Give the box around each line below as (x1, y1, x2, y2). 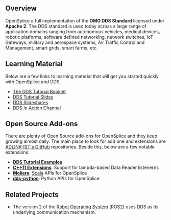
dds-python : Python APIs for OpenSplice (12, 176, 100, 182)
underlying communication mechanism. (12, 209, 96, 215)
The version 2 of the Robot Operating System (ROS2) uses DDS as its (12, 204, 159, 210)
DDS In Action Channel (12, 105, 61, 111)
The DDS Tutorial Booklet (12, 88, 66, 94)
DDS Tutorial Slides (12, 94, 54, 100)
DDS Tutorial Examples (12, 159, 63, 165)
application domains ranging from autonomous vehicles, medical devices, (5, 28, 160, 35)
